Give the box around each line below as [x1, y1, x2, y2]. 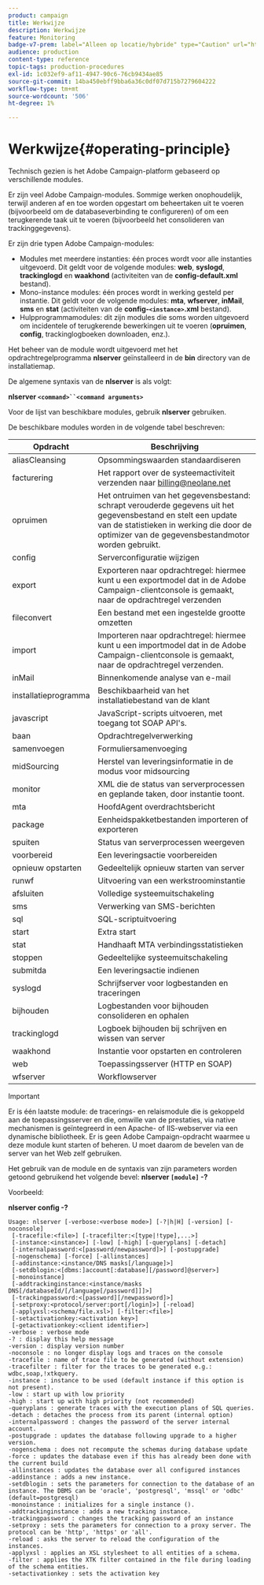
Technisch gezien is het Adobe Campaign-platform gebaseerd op [8, 166, 220, 176]
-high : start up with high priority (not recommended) [8, 1397, 195, 1405]
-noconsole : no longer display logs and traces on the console [8, 1349, 223, 1357]
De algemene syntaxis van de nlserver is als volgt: [8, 377, 172, 386]
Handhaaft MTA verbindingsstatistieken [97, 939, 244, 951]
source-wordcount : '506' [8, 92, 90, 100]
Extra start [97, 927, 136, 938]
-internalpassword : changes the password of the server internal [8, 1418, 230, 1427]
